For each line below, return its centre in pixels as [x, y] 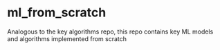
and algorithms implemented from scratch [67, 38]
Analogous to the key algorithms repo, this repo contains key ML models [110, 32]
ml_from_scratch [57, 13]
